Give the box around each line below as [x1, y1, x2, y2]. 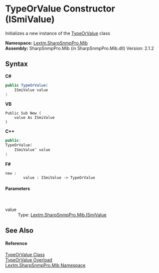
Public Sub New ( [5, 111, 42, 116]
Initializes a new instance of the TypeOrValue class [5, 30, 110, 36]
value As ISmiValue [14, 115, 55, 120]
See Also [5, 226, 34, 235]
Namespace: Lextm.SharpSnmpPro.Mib [5, 40, 88, 46]
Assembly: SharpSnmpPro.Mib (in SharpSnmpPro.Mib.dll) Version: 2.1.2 [5, 45, 154, 51]
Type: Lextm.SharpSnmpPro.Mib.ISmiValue [18, 212, 107, 218]
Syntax [5, 60, 28, 68]
